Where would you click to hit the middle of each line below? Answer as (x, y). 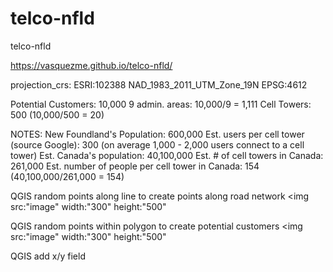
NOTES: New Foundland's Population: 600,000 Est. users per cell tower (157, 134)
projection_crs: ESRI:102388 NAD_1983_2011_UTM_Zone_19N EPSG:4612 (159, 84)
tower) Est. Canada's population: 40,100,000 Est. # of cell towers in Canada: (167, 155)
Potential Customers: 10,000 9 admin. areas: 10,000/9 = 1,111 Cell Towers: (161, 104)
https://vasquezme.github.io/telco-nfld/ (91, 65)
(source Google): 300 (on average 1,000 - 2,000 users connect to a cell (157, 144)
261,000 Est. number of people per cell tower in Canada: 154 (135, 166)
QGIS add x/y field (48, 256)
